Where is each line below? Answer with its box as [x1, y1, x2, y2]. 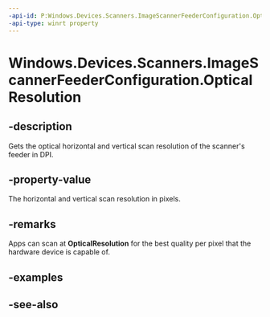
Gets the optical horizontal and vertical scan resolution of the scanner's [8, 141, 245, 151]
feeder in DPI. [8, 149, 54, 159]
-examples [8, 270, 63, 284]
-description [8, 120, 72, 133]
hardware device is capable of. [8, 247, 111, 257]
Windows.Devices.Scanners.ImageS [8, 54, 259, 72]
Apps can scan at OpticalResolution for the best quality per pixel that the [8, 238, 252, 249]
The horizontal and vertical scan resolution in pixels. [8, 194, 181, 204]
